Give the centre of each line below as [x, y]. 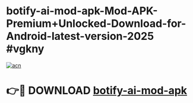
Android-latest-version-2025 [80, 36]
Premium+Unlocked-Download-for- [96, 24]
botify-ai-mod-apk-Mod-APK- [82, 11]
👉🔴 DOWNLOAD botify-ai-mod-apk [97, 91]
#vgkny [25, 49]
